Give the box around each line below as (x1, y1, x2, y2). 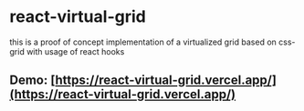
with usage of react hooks (26, 45, 125, 56)
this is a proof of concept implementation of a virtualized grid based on (9, 36, 277, 47)
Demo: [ (9, 73, 57, 88)
